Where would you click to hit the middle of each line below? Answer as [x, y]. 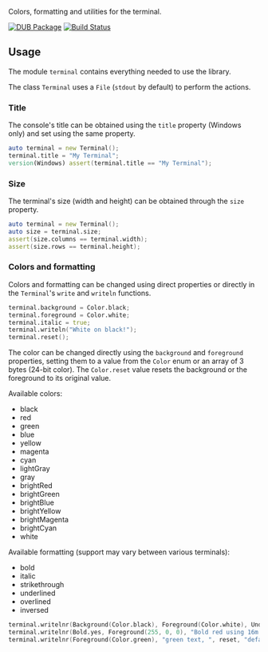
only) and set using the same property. [72, 134]
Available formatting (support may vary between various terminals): [119, 552]
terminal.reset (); [39, 338]
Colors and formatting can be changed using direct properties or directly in [132, 284]
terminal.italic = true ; [49, 322]
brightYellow [40, 511]
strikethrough [42, 585]
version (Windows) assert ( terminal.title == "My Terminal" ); [110, 163]
